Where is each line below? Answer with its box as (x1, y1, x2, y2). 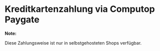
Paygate (5, 14, 40, 25)
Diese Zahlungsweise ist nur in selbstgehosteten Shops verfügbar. (5, 40, 142, 46)
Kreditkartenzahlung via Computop (5, 3, 155, 15)
